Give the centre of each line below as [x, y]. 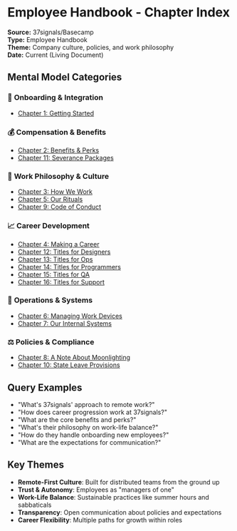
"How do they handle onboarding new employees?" [93, 435]
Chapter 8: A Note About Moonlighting [74, 358]
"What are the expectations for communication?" [89, 442]
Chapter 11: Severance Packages [65, 158]
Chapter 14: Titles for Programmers [69, 267]
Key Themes [36, 465]
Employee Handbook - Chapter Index [118, 12]
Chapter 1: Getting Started [56, 113]
